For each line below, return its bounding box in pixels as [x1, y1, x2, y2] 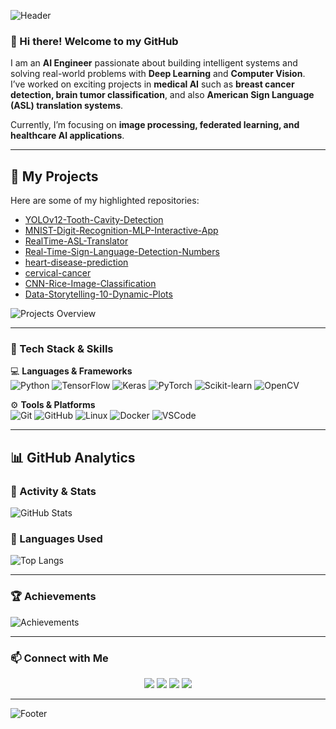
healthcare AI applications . [10, 130, 125, 142]
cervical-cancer [24, 267, 92, 279]
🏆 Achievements [10, 590, 97, 604]
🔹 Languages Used [10, 532, 103, 546]
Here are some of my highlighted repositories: [10, 195, 200, 207]
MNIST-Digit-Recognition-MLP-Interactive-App [24, 225, 219, 237]
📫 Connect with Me [10, 651, 109, 665]
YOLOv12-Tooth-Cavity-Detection [24, 214, 164, 226]
